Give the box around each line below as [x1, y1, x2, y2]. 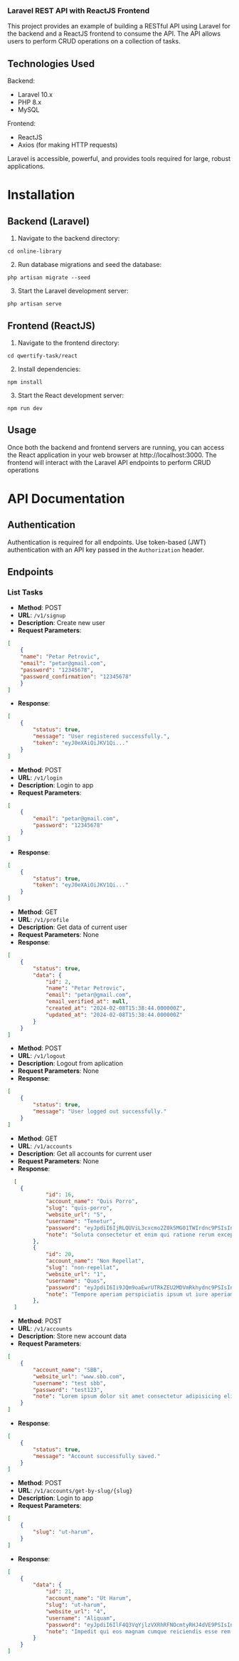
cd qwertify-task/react [7, 352, 78, 360]
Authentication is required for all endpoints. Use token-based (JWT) [7, 538, 206, 546]
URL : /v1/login [17, 773, 63, 782]
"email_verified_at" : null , [45, 998, 129, 1005]
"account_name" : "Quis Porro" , [45, 1198, 139, 1205]
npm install [7, 378, 43, 386]
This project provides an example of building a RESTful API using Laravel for [7, 22, 231, 31]
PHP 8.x [17, 98, 42, 107]
